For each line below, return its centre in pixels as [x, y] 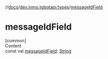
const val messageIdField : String [38, 51]
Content [13, 46]
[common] [16, 40]
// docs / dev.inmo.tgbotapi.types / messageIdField [54, 7]
